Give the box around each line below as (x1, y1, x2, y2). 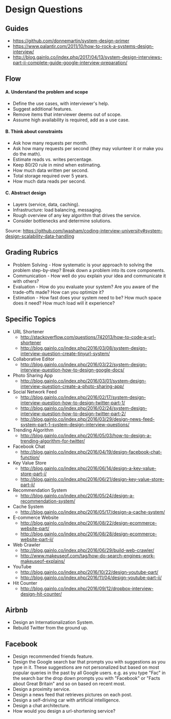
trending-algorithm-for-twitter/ (20, 438, 85, 444)
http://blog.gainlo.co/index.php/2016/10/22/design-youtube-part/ (20, 569, 159, 575)
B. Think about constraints (5, 129, 63, 135)
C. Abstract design (5, 190, 46, 196)
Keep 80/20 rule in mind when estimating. (12, 161, 101, 168)
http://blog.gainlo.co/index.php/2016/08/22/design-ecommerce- (20, 519, 157, 526)
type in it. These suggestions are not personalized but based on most (12, 664, 160, 671)
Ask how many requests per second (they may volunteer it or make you (12, 145, 163, 151)
